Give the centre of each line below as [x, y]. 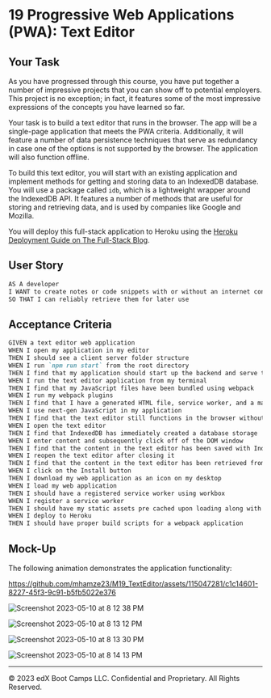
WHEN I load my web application [63, 486]
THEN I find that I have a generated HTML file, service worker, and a [131, 403]
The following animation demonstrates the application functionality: [120, 568]
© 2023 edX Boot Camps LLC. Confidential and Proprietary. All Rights [124, 678]
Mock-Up [32, 549]
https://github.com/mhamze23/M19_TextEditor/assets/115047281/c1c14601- [133, 583]
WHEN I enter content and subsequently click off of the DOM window [126, 441]
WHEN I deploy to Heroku [50, 516]
